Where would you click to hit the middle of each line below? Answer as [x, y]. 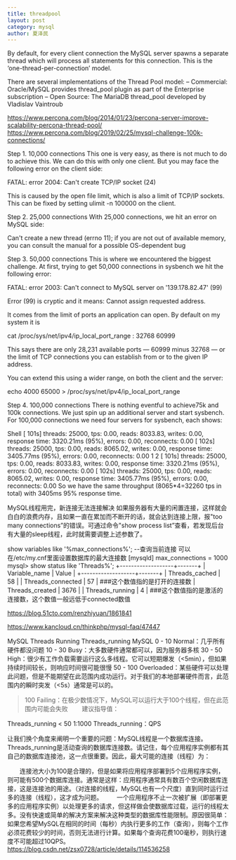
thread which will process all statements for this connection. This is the [110, 61]
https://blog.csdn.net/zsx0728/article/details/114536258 [89, 849]
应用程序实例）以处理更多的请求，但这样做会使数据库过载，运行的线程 [121, 806]
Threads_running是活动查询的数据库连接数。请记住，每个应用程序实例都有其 [118, 748]
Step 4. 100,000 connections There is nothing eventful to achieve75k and [113, 405]
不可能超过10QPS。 [41, 841]
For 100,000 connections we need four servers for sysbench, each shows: [115, 420]
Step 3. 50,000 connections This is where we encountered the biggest [109, 259]
